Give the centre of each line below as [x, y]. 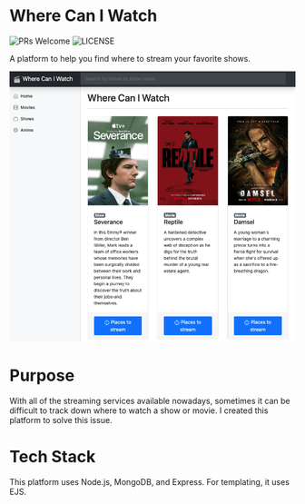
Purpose [42, 376]
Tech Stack [53, 457]
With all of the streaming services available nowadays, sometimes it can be [150, 400]
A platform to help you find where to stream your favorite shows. [130, 58]
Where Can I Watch [84, 16]
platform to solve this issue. [61, 420]
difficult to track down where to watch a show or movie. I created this [139, 410]
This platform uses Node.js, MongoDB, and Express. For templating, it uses [150, 481]
